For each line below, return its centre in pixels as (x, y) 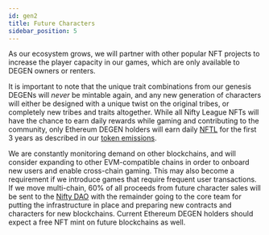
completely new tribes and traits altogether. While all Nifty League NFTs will (134, 112)
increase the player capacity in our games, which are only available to (124, 62)
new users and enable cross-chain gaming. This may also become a (122, 171)
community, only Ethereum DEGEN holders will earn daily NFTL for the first (132, 129)
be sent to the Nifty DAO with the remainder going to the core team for (125, 197)
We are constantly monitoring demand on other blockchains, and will (122, 153)
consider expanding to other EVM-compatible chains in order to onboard (129, 162)
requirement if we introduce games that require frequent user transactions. (132, 179)
